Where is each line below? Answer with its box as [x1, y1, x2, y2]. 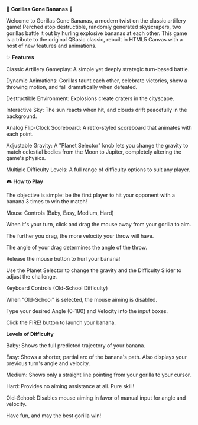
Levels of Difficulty [6, 331, 54, 337]
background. [6, 113, 37, 120]
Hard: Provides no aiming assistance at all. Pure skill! [6, 383, 135, 389]
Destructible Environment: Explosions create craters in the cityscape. [6, 95, 174, 102]
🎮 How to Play [6, 178, 43, 185]
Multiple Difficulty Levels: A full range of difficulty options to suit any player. [6, 166, 190, 173]
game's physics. [6, 155, 46, 161]
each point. [6, 130, 34, 138]
